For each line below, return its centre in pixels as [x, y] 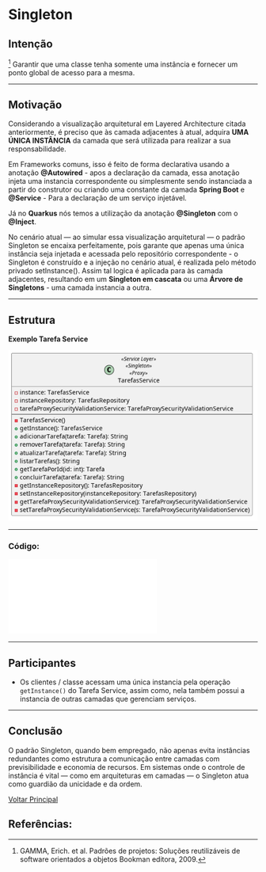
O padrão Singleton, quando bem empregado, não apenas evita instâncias [129, 750]
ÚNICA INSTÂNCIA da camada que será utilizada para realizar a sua [120, 141]
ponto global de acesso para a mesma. [72, 72]
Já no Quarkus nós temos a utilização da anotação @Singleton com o [123, 213]
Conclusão [36, 731]
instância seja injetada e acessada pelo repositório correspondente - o [123, 254]
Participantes [42, 663]
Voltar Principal [33, 799]
